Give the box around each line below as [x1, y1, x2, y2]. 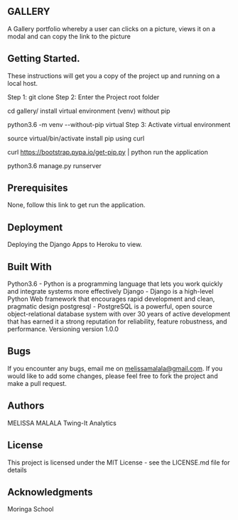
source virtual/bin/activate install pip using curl [7, 134, 145, 143]
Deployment [7, 221, 63, 233]
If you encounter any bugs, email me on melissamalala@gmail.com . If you [7, 364, 223, 372]
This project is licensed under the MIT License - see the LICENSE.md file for [7, 458, 230, 467]
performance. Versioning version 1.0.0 [7, 325, 119, 333]
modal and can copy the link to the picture [7, 32, 131, 40]
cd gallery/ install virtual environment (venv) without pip [7, 106, 171, 115]
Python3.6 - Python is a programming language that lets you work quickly [7, 280, 223, 288]
